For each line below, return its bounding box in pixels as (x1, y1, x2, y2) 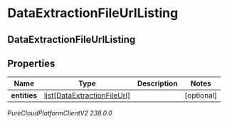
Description (137, 78, 178, 88)
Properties (7, 57, 56, 69)
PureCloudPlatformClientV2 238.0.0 (7, 109, 112, 118)
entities (11, 91, 38, 100)
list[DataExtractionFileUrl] (43, 91, 130, 100)
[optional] (184, 91, 218, 100)
